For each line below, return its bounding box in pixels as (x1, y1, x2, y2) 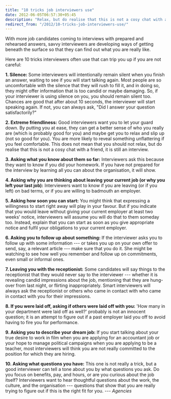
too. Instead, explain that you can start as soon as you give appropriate (5, 220, 154, 226)
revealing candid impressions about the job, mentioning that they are (5, 277, 149, 283)
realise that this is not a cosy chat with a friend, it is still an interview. (5, 146, 149, 153)
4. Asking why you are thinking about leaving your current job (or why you (5, 177, 165, 183)
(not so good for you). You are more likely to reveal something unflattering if (5, 136, 164, 142)
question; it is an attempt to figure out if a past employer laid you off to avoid (5, 314, 165, 320)
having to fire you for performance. (5, 320, 79, 326)
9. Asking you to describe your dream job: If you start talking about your (5, 329, 159, 335)
